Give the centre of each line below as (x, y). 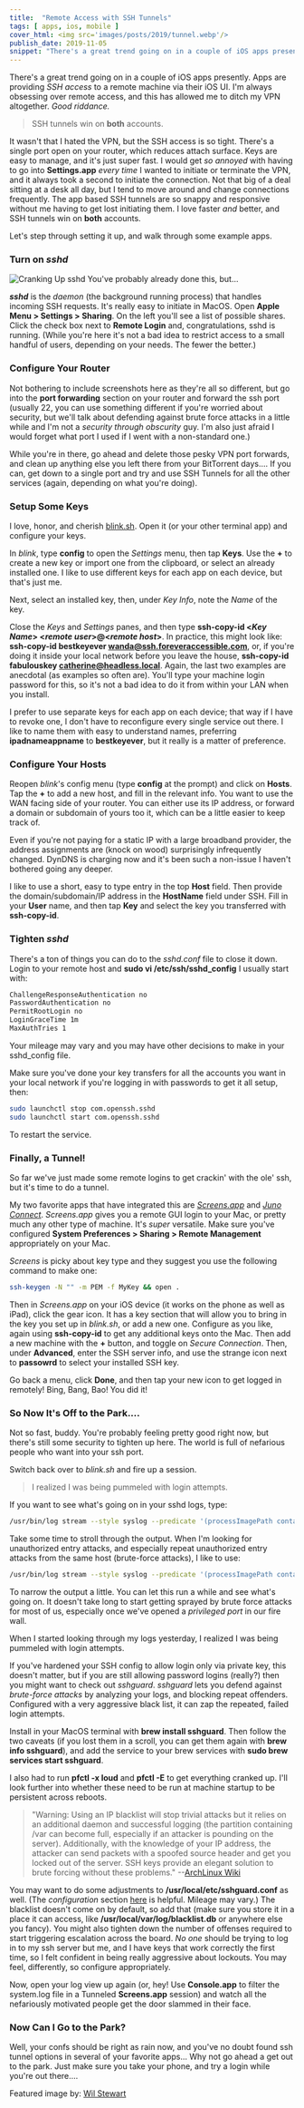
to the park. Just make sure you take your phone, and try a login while (140, 2066)
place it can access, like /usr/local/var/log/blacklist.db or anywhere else (146, 1919)
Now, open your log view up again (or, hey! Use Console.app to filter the (145, 1984)
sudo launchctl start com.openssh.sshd (85, 1117)
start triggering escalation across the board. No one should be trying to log (149, 1938)
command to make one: (53, 1271)
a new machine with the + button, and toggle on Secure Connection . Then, (148, 1343)
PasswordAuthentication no (60, 1003)
